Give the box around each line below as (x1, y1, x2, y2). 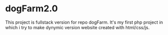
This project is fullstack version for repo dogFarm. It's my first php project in (5, 19, 163, 25)
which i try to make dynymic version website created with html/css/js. (5, 24, 150, 30)
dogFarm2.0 (5, 3, 58, 14)
